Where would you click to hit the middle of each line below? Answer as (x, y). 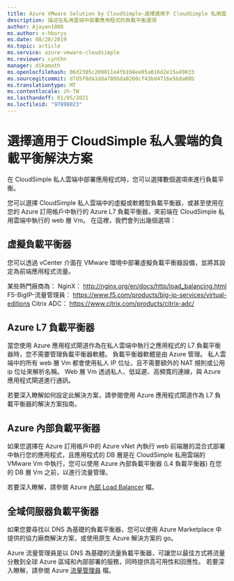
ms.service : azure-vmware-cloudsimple (63, 53)
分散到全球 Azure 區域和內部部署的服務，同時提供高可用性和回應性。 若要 (113, 561)
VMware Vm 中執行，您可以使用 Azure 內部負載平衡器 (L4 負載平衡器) (108, 464)
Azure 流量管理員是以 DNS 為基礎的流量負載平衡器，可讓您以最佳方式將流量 (116, 553)
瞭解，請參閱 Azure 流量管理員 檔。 (64, 571)
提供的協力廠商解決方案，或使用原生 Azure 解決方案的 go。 (92, 538)
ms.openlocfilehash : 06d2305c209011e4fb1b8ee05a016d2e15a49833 (101, 72)
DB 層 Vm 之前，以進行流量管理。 (63, 472)
